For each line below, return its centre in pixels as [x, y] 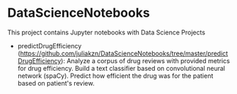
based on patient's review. [56, 83]
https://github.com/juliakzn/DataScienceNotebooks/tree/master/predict [124, 53]
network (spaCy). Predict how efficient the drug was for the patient [115, 76]
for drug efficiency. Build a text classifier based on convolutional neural [121, 68]
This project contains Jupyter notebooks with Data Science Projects [106, 32]
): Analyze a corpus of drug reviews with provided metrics [145, 60]
